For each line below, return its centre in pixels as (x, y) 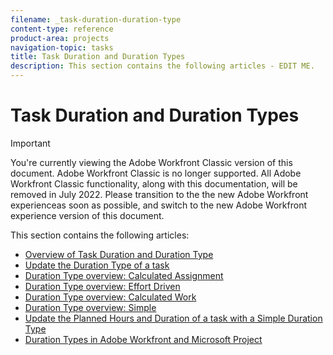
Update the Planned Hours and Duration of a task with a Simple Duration (173, 318)
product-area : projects (60, 38)
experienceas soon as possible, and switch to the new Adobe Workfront (159, 205)
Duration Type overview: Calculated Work (110, 297)
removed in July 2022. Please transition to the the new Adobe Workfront (159, 194)
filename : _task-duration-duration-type (96, 19)
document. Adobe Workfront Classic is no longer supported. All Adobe (156, 173)
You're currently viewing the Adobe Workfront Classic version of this (151, 162)
